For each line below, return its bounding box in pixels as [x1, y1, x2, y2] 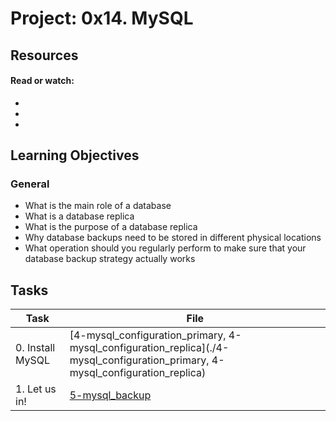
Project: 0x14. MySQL [10, 7, 194, 30]
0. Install [15, 341, 56, 355]
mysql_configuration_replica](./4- [69, 341, 230, 355]
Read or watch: [10, 75, 75, 87]
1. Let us [15, 382, 57, 396]
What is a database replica [24, 210, 135, 222]
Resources [10, 47, 79, 64]
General [10, 177, 50, 191]
